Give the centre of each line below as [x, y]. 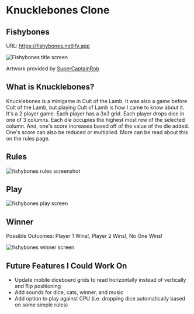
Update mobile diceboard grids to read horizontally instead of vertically [100, 280]
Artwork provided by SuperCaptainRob [53, 69]
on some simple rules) [41, 305]
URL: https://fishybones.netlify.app [48, 46]
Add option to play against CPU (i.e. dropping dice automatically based [100, 299]
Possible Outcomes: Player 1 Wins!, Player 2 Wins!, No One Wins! [84, 236]
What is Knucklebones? [50, 87]
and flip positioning [38, 286]
